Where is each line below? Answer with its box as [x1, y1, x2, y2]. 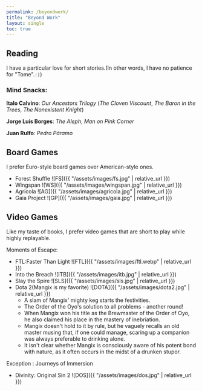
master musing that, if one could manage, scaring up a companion [24, 329, 190, 336]
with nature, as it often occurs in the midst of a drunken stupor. [24, 348, 181, 355]
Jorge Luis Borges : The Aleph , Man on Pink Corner [6, 118, 134, 125]
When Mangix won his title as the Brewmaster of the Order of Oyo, [24, 309, 190, 316]
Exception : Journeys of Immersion [6, 359, 94, 367]
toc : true [6, 25, 31, 32]
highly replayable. [6, 234, 51, 241]
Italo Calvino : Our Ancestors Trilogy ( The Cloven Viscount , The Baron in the [6, 99, 196, 107]
